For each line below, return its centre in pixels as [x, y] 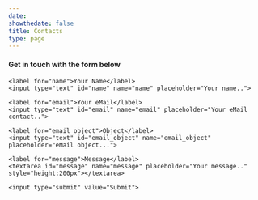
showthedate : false [41, 23]
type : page [27, 38]
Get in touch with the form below [65, 64]
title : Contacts [36, 31]
